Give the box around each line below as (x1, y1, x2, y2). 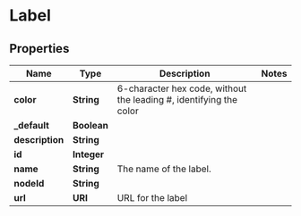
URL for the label (116, 192, 188, 204)
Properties (9, 41, 70, 56)
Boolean (72, 120, 109, 131)
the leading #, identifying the (116, 94, 238, 105)
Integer (72, 148, 105, 161)
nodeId (13, 178, 45, 189)
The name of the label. (116, 162, 212, 175)
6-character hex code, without (116, 82, 247, 95)
